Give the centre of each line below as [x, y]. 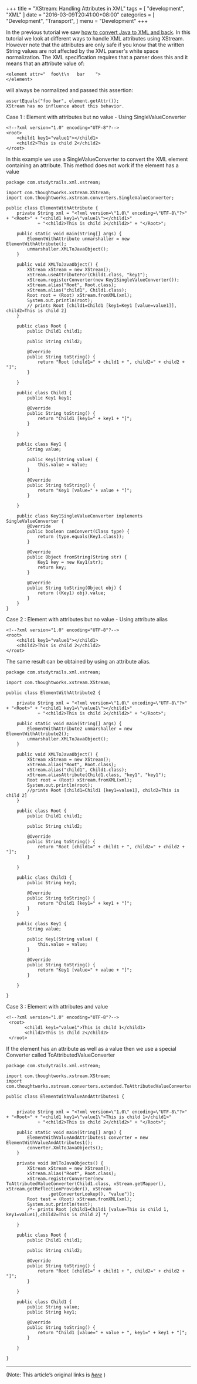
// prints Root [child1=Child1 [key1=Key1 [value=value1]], [102, 306]
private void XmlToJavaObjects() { [60, 1163]
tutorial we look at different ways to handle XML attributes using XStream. [95, 38]
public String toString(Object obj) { [74, 588]
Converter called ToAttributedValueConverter [61, 1055]
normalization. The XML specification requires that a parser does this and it [97, 57]
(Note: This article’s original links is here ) [56, 1375]
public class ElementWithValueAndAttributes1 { [65, 1097]
